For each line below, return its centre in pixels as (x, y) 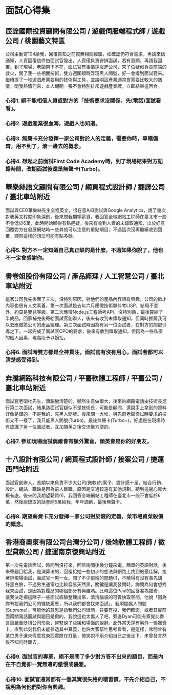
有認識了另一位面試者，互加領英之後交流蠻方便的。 (59, 427)
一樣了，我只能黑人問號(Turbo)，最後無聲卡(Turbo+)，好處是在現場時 (92, 420)
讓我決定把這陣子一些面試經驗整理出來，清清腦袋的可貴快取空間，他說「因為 (86, 597)
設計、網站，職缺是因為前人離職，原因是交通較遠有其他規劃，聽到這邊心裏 (84, 489)
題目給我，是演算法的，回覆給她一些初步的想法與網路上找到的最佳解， (88, 572)
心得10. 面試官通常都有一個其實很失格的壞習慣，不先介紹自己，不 (85, 680)
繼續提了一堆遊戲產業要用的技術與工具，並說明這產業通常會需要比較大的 (81, 80)
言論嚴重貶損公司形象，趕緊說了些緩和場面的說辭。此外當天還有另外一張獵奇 (86, 623)
